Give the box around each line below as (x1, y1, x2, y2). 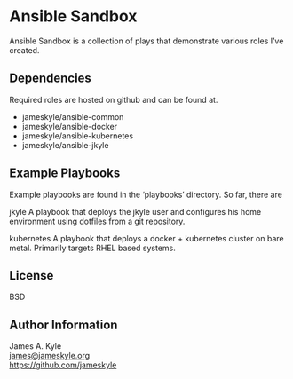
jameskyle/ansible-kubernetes (21, 130, 134, 141)
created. (9, 44, 40, 55)
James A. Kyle (9, 341, 62, 351)
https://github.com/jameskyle (9, 359, 117, 370)
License (9, 268, 54, 283)
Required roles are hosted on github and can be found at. (9, 94, 218, 105)
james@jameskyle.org (9, 351, 91, 361)
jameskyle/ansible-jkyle (21, 139, 109, 150)
